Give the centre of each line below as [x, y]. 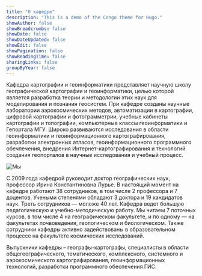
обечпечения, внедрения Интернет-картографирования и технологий [96, 149]
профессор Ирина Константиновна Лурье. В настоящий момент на [93, 185]
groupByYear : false [31, 68]
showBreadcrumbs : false [36, 29]
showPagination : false [35, 51]
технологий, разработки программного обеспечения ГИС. [81, 267]
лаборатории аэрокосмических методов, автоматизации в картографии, [100, 110]
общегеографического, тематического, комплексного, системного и [95, 254]
